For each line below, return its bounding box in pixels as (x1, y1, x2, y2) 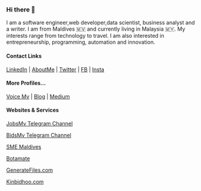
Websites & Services (6, 106, 59, 114)
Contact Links (6, 52, 42, 59)
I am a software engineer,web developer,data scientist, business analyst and (6, 19, 195, 26)
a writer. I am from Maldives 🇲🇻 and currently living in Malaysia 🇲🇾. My (6, 25, 185, 32)
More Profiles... (6, 79, 46, 86)
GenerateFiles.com (6, 166, 53, 174)
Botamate (6, 154, 30, 162)
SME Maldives (6, 143, 41, 150)
